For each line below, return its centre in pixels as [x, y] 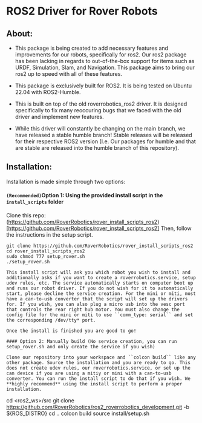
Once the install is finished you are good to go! [71, 331]
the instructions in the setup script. [50, 235]
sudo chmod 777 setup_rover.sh [46, 257]
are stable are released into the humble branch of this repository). [97, 148]
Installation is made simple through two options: [66, 181]
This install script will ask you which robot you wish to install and [98, 272]
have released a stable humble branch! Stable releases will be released [103, 135]
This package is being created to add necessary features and [91, 48]
